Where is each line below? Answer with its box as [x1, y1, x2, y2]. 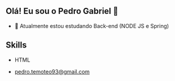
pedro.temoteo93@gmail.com [14, 68, 90, 75]
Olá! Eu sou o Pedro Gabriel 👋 [5, 6, 119, 16]
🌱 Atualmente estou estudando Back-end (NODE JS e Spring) [14, 22, 169, 29]
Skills [5, 40, 27, 51]
